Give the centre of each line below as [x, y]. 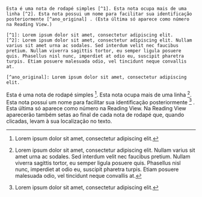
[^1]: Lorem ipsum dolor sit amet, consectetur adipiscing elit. [90, 35]
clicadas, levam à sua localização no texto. [59, 121]
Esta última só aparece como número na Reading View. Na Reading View [96, 108]
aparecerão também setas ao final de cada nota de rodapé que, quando [95, 115]
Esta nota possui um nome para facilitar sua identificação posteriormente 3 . [101, 101]
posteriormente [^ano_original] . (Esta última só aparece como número [98, 19]
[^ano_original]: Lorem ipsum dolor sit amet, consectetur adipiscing [96, 77]
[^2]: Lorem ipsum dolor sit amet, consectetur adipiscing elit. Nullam [99, 40]
